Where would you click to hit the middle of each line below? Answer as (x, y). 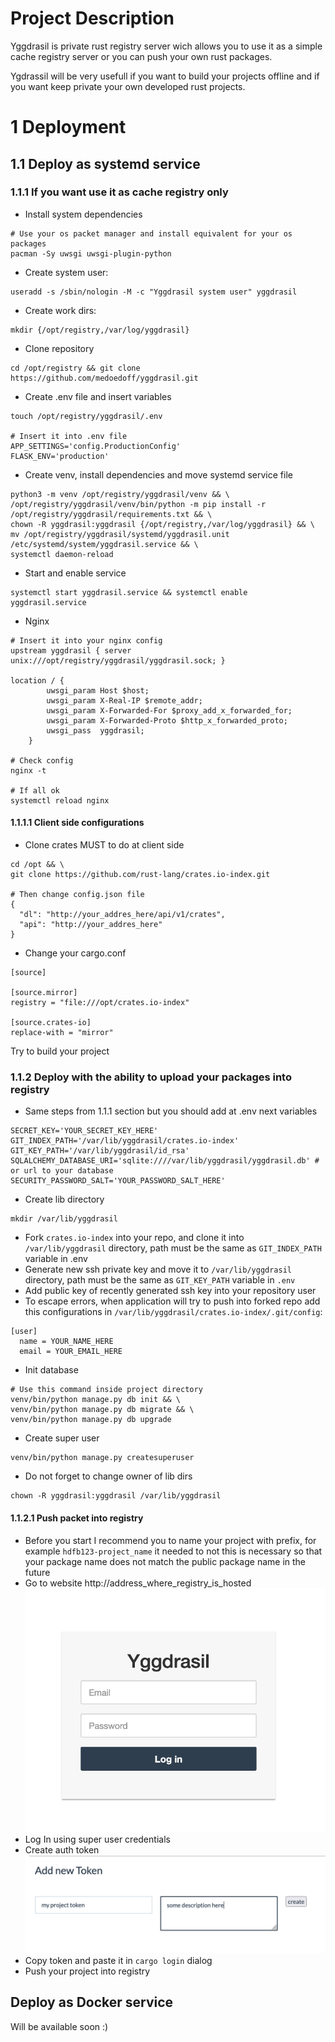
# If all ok (35, 790)
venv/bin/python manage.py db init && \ (96, 1400)
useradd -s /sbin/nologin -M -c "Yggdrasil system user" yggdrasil (154, 292)
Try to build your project (60, 1051)
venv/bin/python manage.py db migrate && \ (102, 1410)
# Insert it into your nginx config (86, 640)
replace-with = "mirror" (62, 1033)
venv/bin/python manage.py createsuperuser (102, 1458)
